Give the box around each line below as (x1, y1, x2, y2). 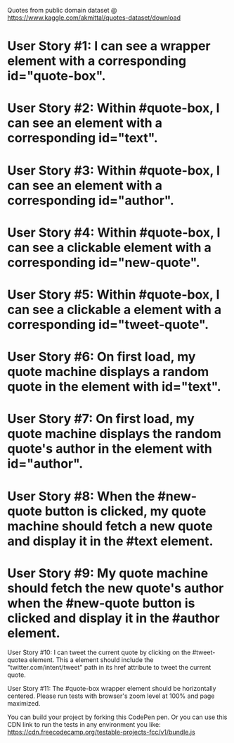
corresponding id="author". (7, 192, 174, 208)
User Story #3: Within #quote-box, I (7, 162, 220, 178)
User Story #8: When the (7, 488, 155, 504)
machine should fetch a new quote (7, 518, 213, 534)
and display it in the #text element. (7, 533, 214, 549)
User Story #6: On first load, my (7, 349, 196, 365)
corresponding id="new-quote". (7, 254, 200, 270)
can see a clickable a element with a (7, 301, 222, 318)
